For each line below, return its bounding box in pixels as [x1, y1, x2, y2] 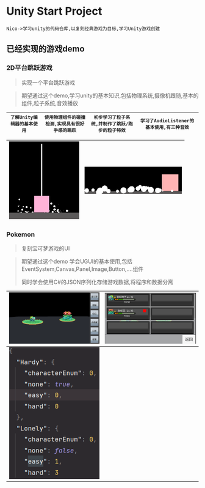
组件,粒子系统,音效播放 [21, 99, 78, 106]
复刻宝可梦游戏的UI [21, 245, 70, 252]
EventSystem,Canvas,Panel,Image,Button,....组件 [21, 265, 144, 273]
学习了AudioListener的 [140, 117, 194, 124]
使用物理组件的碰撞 [44, 114, 85, 120]
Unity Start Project [6, 4, 103, 18]
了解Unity [10, 114, 34, 120]
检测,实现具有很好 [45, 121, 85, 127]
